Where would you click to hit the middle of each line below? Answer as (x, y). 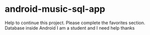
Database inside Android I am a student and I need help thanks (70, 28)
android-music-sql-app (55, 9)
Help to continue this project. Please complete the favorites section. (75, 23)
